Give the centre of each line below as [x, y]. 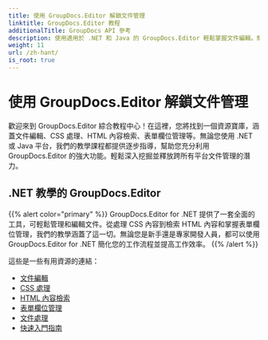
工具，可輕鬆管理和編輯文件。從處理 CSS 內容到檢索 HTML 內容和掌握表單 [130, 223]
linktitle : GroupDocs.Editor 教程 [65, 23]
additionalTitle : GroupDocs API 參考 [70, 30]
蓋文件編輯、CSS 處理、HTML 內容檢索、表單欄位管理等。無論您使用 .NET [131, 136]
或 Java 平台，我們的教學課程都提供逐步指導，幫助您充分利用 [109, 145]
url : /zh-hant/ [33, 53]
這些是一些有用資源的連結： [54, 261]
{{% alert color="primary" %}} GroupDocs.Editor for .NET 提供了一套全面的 [132, 214]
